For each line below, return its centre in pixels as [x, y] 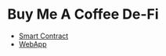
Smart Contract [43, 36]
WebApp [32, 44]
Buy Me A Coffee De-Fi [83, 14]
